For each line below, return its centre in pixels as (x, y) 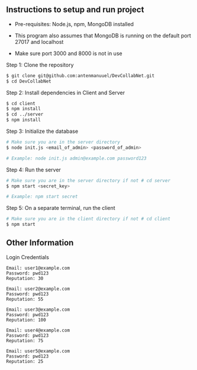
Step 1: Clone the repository (40, 65)
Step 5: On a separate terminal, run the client (61, 208)
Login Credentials (28, 257)
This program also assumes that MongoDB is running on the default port (103, 36)
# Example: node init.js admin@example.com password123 (76, 158)
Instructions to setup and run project (75, 10)
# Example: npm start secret (42, 197)
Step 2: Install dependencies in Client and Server (66, 92)
